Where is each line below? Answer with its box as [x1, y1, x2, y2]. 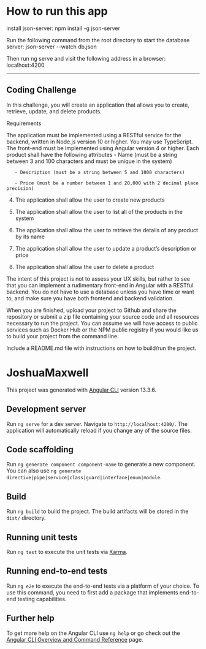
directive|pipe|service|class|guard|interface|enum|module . [6, 474, 162, 481]
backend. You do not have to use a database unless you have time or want [6, 288, 194, 295]
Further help [6, 613, 55, 623]
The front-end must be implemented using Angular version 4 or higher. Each [6, 144, 199, 151]
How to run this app [6, 4, 109, 18]
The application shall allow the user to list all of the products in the [15, 208, 183, 215]
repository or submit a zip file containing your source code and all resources [6, 313, 199, 320]
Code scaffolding [6, 444, 74, 455]
